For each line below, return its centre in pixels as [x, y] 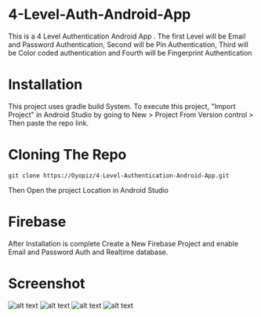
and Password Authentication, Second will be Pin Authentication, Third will [128, 44]
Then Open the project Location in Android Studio [88, 190]
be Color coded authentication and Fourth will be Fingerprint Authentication [130, 53]
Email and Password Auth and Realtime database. [88, 252]
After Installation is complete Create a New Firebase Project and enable [123, 243]
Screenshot [47, 283]
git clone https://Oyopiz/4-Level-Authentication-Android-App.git [119, 175]
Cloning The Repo [67, 155]
